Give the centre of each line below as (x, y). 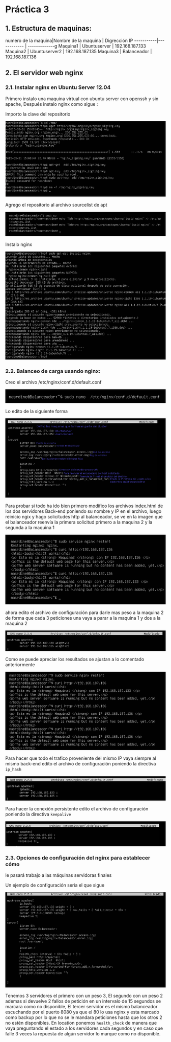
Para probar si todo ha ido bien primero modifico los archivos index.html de (84, 506)
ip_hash (13, 769)
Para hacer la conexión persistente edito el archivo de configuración (77, 809)
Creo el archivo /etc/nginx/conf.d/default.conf (53, 382)
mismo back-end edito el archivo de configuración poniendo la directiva (81, 763)
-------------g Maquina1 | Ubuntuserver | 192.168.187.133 (87, 46)
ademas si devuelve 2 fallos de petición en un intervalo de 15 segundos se (83, 1001)
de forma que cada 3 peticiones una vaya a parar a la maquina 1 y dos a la (83, 618)
